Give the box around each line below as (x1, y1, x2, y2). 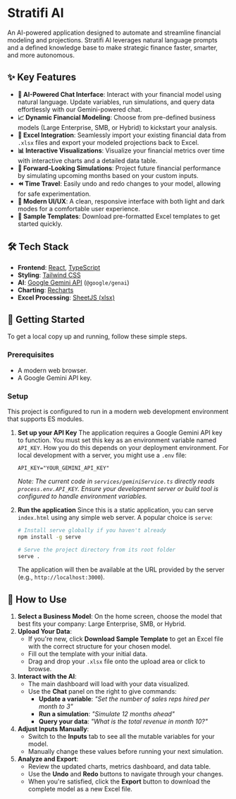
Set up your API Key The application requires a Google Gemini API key (17, 428, 223, 437)
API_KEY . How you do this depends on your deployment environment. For (17, 443, 229, 451)
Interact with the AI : (17, 673, 77, 681)
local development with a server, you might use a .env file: (17, 451, 187, 459)
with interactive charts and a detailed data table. (17, 156, 158, 165)
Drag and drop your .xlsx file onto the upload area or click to (27, 657, 206, 665)
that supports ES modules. (7, 415, 85, 423)
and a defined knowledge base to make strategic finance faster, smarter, (7, 43, 218, 52)
